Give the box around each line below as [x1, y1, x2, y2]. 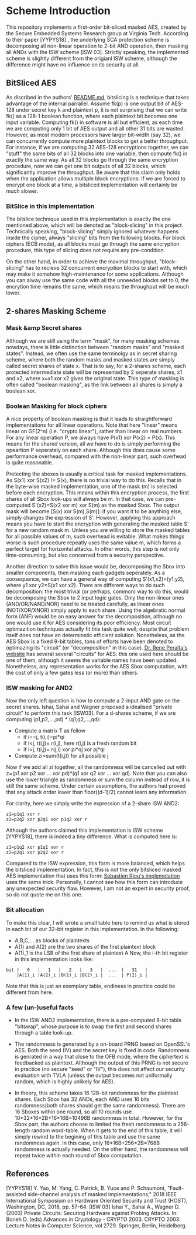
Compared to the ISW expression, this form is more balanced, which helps [6, 860, 185, 867]
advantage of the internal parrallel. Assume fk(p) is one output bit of [6, 100, 170, 107]
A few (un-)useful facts [6, 1003, 74, 1012]
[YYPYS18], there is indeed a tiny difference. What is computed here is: [6, 833, 177, 840]
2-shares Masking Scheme [6, 306, 106, 316]
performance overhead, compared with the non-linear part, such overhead [6, 453, 186, 460]
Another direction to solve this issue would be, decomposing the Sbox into [6, 563, 185, 570]
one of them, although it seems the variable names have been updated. [6, 657, 178, 664]
